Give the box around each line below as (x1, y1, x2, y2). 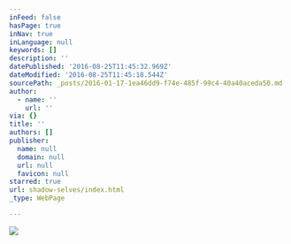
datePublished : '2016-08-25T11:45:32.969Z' (9, 63, 172, 72)
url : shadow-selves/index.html (9, 186, 125, 194)
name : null (17, 144, 57, 153)
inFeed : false (9, 12, 62, 22)
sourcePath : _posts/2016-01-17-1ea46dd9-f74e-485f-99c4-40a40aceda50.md (9, 79, 283, 88)
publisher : (9, 136, 50, 145)
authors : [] (9, 128, 53, 137)
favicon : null (17, 169, 69, 178)
